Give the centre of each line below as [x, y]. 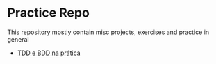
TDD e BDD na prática [49, 53]
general [18, 39]
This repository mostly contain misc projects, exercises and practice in [108, 32]
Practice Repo [49, 13]
